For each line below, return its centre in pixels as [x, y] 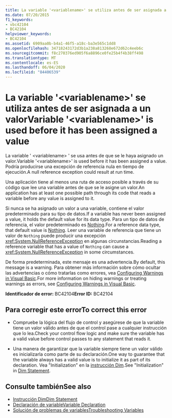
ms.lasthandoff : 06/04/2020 [35, 67]
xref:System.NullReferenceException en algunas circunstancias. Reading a [83, 241]
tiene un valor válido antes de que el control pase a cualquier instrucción [90, 328]
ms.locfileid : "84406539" [33, 72]
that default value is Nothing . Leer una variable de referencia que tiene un [83, 230]
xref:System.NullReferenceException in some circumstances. [70, 252]
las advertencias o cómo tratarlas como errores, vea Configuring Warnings [84, 272]
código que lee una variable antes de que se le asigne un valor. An [75, 187]
